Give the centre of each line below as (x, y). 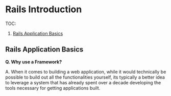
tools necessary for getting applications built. (53, 88)
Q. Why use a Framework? (34, 62)
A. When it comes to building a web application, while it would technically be (86, 71)
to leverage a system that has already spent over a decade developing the (83, 82)
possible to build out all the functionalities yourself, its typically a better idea (85, 77)
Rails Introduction (44, 9)
